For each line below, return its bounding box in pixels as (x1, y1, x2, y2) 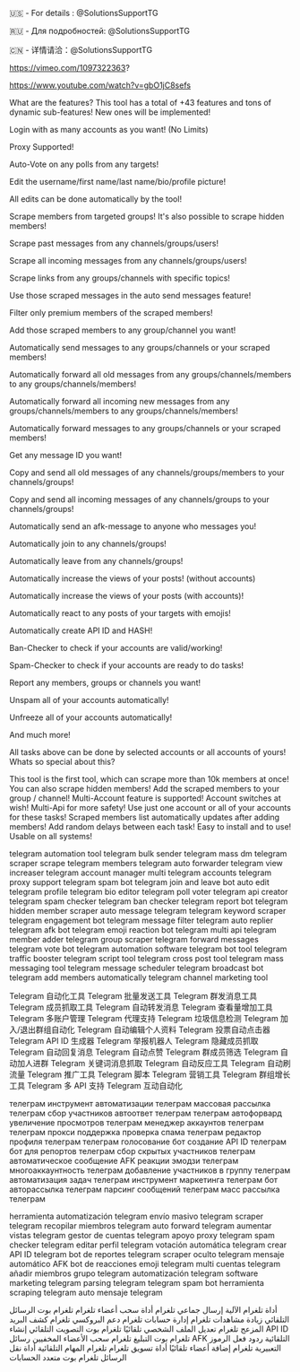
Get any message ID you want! (9, 450, 123, 460)
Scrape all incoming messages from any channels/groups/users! (9, 256, 248, 265)
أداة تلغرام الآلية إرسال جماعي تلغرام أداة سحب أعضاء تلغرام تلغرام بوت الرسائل (9, 1305, 278, 1315)
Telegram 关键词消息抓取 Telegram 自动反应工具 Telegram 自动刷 (50, 1058, 291, 1068)
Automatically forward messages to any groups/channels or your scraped (9, 423, 281, 433)
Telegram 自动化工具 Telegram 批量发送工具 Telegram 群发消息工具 (9, 991, 258, 1001)
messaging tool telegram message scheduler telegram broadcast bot (9, 963, 264, 973)
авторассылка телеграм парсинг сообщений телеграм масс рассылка (9, 1184, 280, 1194)
